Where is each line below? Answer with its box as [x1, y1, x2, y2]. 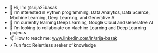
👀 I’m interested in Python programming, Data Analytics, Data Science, [9, 10, 150, 15]
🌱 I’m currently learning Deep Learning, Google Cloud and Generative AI [9, 20, 153, 25]
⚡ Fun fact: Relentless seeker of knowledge [9, 42, 96, 48]
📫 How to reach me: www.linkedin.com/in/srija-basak [9, 35, 117, 41]
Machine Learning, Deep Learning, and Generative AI [9, 15, 116, 20]
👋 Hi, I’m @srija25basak [9, 5, 57, 10]
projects [9, 30, 27, 35]
